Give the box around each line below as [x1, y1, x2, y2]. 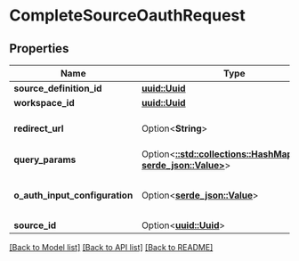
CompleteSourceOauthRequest [9, 5, 246, 26]
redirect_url [13, 122, 64, 135]
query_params [13, 153, 77, 166]
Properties [9, 41, 69, 56]
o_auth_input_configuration [13, 189, 133, 201]
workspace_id [13, 97, 75, 109]
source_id [13, 219, 57, 232]
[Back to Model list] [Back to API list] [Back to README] [9, 242, 214, 252]
